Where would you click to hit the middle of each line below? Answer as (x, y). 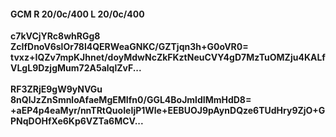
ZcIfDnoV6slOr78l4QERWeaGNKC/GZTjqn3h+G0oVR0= (129, 47)
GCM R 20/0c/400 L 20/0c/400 (77, 14)
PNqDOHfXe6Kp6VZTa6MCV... (77, 121)
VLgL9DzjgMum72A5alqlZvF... (76, 68)
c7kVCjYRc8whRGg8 (55, 36)
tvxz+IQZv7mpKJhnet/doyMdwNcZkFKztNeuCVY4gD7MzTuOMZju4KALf (168, 57)
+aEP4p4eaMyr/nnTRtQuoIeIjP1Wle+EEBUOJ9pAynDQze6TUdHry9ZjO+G (168, 111)
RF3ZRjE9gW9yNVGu (56, 89)
